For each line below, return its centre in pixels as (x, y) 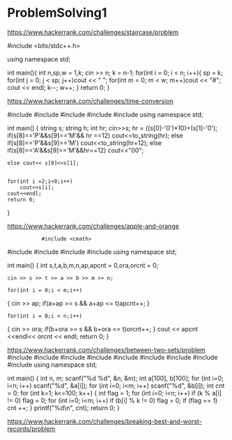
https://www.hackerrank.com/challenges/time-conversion (91, 101)
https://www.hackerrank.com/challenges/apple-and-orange (93, 226)
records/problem (31, 428)
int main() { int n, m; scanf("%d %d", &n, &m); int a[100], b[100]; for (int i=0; (116, 378)
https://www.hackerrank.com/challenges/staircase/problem (93, 32)
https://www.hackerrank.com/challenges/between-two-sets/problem (106, 349)
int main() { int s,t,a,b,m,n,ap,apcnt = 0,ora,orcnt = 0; (83, 265)
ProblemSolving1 (57, 13)
